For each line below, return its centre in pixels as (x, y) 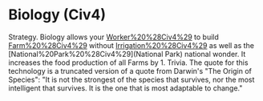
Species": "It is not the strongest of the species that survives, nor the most (131, 79)
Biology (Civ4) (57, 15)
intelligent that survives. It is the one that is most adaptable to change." (125, 88)
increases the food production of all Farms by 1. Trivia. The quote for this (128, 63)
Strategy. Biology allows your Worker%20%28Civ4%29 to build (113, 37)
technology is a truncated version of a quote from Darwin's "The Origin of (130, 71)
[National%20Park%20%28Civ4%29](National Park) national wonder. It (127, 54)
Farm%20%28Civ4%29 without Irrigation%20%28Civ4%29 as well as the (131, 45)
